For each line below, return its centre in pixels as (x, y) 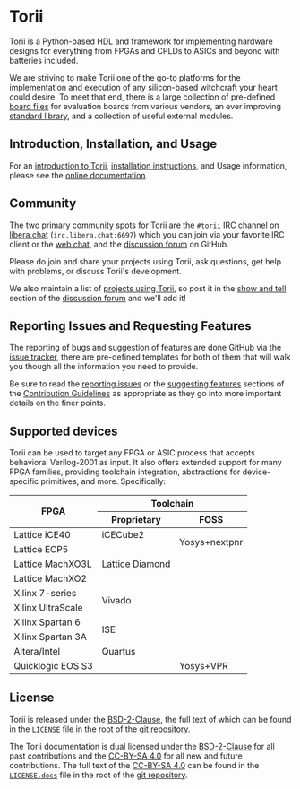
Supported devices (64, 431)
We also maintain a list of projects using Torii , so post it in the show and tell (148, 288)
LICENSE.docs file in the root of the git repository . (99, 775)
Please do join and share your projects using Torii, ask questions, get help (146, 261)
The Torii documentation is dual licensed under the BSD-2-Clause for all (142, 746)
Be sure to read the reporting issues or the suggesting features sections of (147, 384)
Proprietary (136, 519)
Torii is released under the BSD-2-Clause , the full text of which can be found (150, 719)
